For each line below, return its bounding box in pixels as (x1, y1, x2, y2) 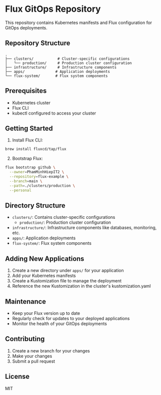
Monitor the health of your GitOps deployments (12, 321, 107, 326)
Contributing (5, 335, 45, 343)
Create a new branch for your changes (12, 348, 90, 353)
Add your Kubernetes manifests (12, 273, 76, 279)
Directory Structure (5, 201, 66, 209)
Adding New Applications (5, 255, 84, 263)
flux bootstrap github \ (5, 165, 56, 170)
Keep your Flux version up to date (12, 310, 80, 316)
